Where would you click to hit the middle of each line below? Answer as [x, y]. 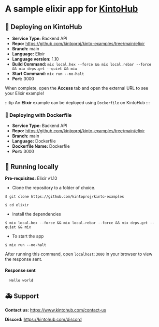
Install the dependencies [36, 214]
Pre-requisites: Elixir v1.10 [31, 178]
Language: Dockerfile [34, 141]
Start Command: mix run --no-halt [48, 73]
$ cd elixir [17, 205]
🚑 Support [22, 296]
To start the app [28, 236]
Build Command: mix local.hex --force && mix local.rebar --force [81, 64]
